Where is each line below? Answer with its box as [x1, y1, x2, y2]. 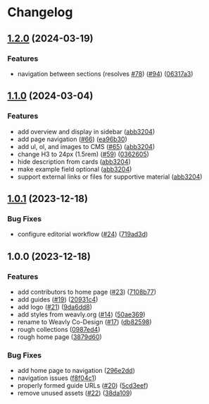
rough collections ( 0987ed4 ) [17, 325, 101, 333]
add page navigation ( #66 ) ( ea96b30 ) [17, 135, 128, 143]
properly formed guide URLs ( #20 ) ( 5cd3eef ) [17, 381, 149, 390]
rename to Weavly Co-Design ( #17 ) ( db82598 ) [17, 317, 153, 326]
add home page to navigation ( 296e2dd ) [17, 367, 135, 375]
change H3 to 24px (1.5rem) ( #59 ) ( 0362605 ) [17, 150, 150, 158]
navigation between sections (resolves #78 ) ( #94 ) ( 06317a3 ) [17, 69, 194, 78]
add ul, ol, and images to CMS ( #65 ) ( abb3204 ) [17, 142, 156, 150]
